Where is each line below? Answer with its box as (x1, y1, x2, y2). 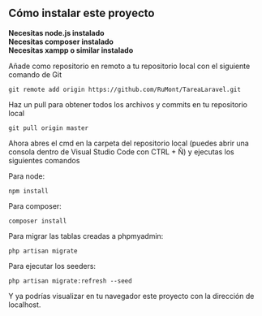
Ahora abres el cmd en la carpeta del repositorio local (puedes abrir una (8, 138, 249, 148)
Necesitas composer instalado (8, 37, 114, 46)
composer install (8, 217, 67, 225)
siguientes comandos (8, 155, 80, 165)
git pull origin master (8, 123, 89, 132)
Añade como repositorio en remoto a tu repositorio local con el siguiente (8, 61, 251, 71)
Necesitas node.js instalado (8, 28, 105, 37)
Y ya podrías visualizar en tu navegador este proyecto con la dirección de (8, 291, 255, 301)
